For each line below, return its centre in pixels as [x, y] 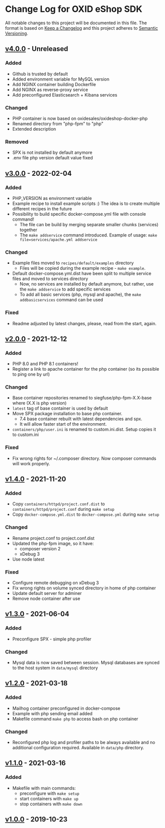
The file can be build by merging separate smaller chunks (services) [89, 224]
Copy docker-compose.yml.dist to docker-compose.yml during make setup [86, 514]
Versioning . [17, 33]
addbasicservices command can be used [61, 300]
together [28, 230]
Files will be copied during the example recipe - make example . [82, 268]
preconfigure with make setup [49, 793]
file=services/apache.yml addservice [59, 240]
